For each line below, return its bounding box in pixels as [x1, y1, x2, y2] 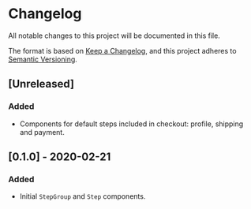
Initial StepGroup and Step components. [19, 192, 146, 201]
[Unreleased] [8, 77, 75, 91]
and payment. [19, 127, 65, 136]
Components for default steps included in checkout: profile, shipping [19, 119, 244, 129]
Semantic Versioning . [8, 54, 77, 64]
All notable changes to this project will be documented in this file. [8, 31, 221, 40]
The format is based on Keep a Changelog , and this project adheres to [8, 46, 237, 55]
